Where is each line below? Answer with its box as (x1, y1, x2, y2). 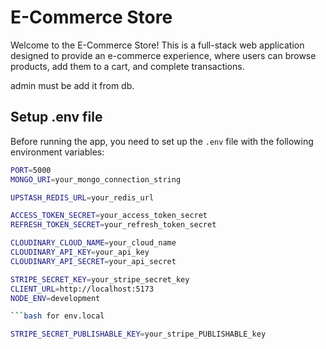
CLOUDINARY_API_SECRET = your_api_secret (10, 256, 177, 266)
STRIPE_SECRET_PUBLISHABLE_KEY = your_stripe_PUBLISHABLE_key (10, 329, 267, 340)
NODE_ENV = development (10, 293, 101, 303)
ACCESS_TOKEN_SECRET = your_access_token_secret (10, 211, 208, 221)
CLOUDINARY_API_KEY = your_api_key (10, 247, 150, 257)
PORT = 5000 (10, 165, 52, 175)
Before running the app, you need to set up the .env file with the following (10, 135, 314, 147)
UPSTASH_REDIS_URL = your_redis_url (10, 192, 155, 203)
